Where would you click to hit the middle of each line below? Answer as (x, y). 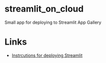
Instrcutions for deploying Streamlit (47, 55)
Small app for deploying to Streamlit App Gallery (53, 22)
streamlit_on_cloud (44, 9)
